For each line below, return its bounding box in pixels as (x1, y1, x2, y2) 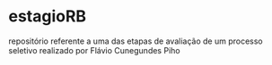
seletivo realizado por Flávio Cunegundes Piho (8, 45, 180, 55)
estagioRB (8, 6, 87, 27)
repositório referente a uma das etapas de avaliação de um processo (8, 36, 263, 46)
